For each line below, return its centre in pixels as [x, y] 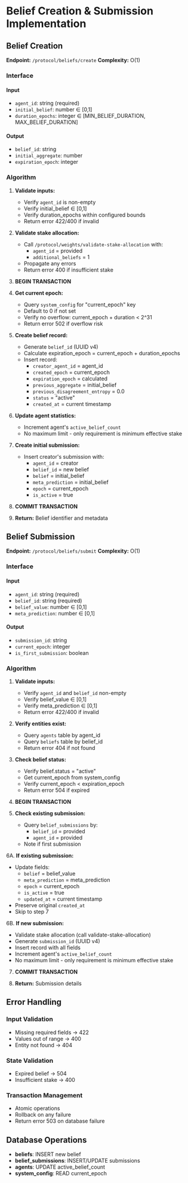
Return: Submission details [48, 984]
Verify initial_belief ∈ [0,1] [55, 208]
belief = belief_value [50, 874]
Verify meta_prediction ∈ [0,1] [60, 706]
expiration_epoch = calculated [70, 379]
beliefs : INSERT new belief [48, 1154]
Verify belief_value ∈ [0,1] [55, 699]
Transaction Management [44, 1095]
